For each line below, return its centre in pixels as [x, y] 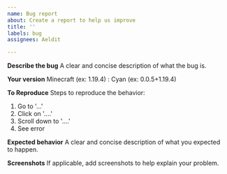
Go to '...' [30, 106]
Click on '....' [35, 114]
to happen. [23, 150]
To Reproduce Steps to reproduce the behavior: [76, 93]
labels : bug [24, 33]
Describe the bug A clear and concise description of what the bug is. [107, 66]
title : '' [22, 27]
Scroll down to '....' [44, 121]
